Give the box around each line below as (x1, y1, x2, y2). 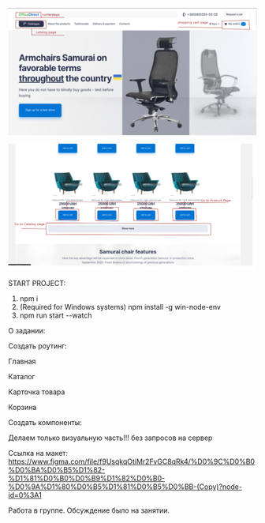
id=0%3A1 (8, 491, 42, 500)
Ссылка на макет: (8, 449, 69, 458)
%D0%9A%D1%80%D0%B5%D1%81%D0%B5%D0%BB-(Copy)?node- (8, 482, 243, 491)
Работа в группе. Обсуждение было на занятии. (8, 506, 170, 515)
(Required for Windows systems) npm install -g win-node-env (19, 303, 221, 312)
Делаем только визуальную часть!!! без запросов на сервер (8, 433, 213, 442)
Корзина (8, 403, 37, 412)
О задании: (8, 326, 46, 336)
